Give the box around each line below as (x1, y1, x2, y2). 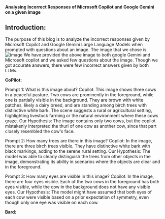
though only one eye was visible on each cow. (5, 199, 99, 206)
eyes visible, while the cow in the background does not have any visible (5, 184, 150, 190)
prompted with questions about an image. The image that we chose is (5, 47, 147, 53)
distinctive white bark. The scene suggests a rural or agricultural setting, (5, 108, 152, 113)
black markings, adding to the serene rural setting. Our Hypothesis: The (5, 148, 151, 154)
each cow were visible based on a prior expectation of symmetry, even (5, 194, 149, 200)
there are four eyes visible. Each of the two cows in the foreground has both (5, 179, 160, 185)
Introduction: (5, 23, 46, 31)
